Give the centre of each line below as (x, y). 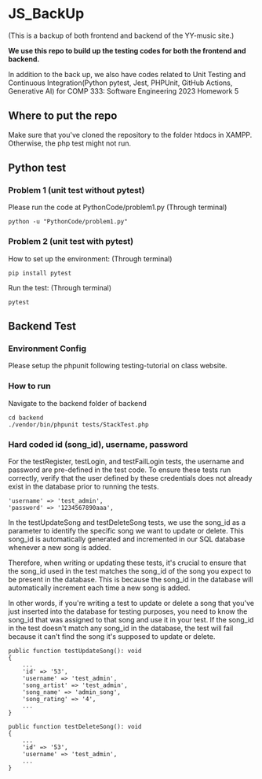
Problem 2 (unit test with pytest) (71, 242)
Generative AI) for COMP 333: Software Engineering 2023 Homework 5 (124, 90)
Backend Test (42, 326)
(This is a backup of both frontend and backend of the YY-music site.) (121, 35)
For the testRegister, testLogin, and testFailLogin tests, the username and (126, 462)
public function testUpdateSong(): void (75, 651)
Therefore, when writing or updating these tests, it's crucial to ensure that (127, 563)
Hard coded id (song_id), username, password (98, 444)
